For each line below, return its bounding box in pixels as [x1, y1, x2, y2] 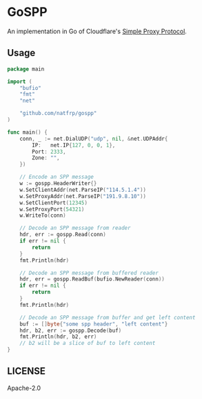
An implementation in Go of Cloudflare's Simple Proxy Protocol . [7, 27, 188, 35]
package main [7, 65, 45, 73]
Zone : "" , [32, 154, 60, 161]
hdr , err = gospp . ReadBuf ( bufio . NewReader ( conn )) [19, 276, 165, 283]
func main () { [7, 129, 48, 136]
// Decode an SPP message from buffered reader [19, 269, 159, 276]
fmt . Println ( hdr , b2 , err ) [19, 333, 97, 340]
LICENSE [7, 365, 46, 378]
